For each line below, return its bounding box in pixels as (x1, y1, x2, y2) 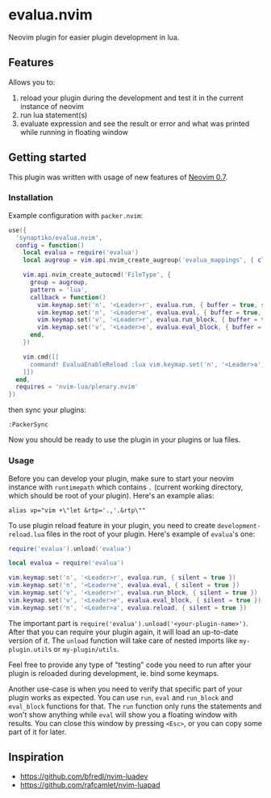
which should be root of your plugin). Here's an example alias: (8, 490, 215, 500)
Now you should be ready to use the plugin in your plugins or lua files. (8, 435, 241, 445)
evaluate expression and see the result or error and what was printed (19, 119, 250, 128)
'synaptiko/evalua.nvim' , (15, 233, 103, 241)
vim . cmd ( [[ (23, 353, 60, 361)
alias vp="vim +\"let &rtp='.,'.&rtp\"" (8, 506, 147, 514)
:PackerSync (8, 421, 48, 429)
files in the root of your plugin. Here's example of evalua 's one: (46, 529, 256, 539)
